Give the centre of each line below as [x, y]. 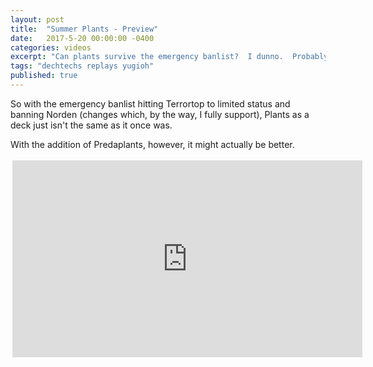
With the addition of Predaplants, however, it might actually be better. [152, 144]
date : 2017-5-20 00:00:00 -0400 [82, 38]
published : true [44, 76]
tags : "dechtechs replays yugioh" [82, 66]
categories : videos [51, 47]
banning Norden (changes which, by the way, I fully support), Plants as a [160, 114]
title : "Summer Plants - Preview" [84, 29]
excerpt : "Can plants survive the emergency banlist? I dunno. [147, 57]
